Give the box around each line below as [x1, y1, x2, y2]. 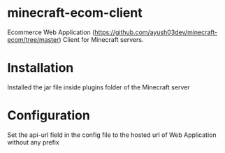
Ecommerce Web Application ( [7, 28, 95, 36]
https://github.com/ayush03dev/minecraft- [94, 28, 218, 36]
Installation [7, 60, 74, 76]
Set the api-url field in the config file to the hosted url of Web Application [7, 131, 217, 139]
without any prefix [7, 138, 59, 146]
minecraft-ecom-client [7, 5, 143, 21]
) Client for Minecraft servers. [59, 35, 144, 43]
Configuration [7, 108, 91, 124]
